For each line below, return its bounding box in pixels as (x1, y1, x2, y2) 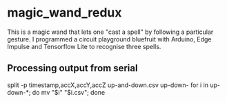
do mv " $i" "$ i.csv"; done (32, 88, 106, 96)
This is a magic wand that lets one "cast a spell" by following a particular (7, 28, 214, 36)
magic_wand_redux (7, 5, 122, 21)
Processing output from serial (7, 62, 138, 74)
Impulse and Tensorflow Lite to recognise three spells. (7, 42, 161, 50)
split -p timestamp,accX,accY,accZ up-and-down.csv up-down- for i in (7, 81, 209, 89)
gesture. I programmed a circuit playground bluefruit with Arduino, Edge (7, 35, 212, 43)
